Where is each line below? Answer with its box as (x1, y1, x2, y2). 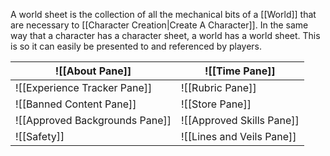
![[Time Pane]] (204, 64, 276, 78)
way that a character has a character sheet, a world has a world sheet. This (10, 30, 321, 41)
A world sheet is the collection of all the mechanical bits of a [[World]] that (10, 9, 317, 20)
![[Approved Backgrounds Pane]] (15, 114, 172, 127)
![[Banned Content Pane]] (15, 97, 137, 111)
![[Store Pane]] (181, 97, 252, 111)
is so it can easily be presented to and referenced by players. (10, 40, 263, 52)
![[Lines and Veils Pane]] (181, 130, 297, 143)
